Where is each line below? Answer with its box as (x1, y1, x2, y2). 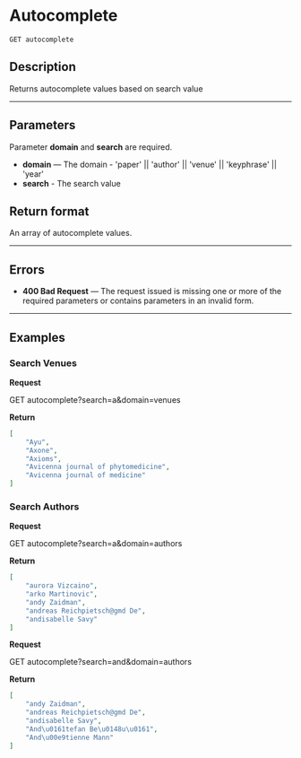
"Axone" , (25, 446, 58, 455)
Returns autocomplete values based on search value (9, 83, 203, 94)
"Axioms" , (25, 454, 63, 463)
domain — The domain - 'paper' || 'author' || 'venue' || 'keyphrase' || (21, 159, 278, 170)
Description (9, 59, 76, 74)
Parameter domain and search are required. (9, 141, 173, 152)
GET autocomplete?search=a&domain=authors (9, 538, 183, 549)
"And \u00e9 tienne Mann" (25, 733, 115, 742)
